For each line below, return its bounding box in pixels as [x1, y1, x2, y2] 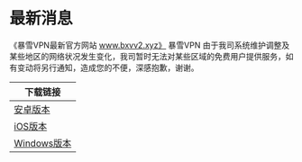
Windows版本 [14, 137, 72, 149]
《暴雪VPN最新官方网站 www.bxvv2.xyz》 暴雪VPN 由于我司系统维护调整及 [9, 40, 290, 50]
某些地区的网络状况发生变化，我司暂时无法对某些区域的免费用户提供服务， [9, 50, 286, 61]
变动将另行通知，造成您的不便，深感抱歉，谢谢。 [16, 62, 199, 73]
